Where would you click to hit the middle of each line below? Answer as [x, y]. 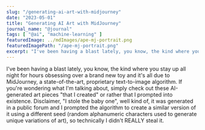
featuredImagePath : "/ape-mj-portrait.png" [63, 46]
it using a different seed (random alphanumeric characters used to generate [102, 114]
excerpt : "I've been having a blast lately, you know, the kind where [98, 52]
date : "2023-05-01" [31, 18]
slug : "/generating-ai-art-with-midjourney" [64, 12]
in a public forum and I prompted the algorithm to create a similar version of [101, 108]
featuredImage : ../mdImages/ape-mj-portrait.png [69, 40]
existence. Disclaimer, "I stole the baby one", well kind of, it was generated [100, 101]
